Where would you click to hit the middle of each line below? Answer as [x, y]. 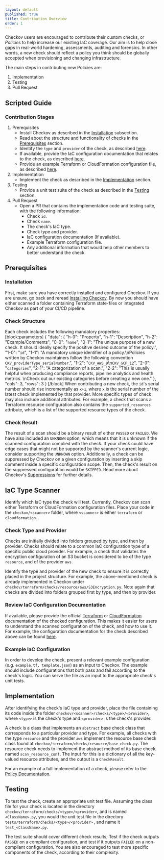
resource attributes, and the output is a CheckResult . [72, 759]
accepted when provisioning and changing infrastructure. [63, 58]
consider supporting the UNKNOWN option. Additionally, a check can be [74, 454]
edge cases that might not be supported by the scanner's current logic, [77, 449]
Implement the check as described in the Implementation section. [85, 179]
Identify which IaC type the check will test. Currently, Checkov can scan [78, 502]
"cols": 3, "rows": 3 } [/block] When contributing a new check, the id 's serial [82, 383]
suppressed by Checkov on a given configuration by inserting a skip [74, 459]
